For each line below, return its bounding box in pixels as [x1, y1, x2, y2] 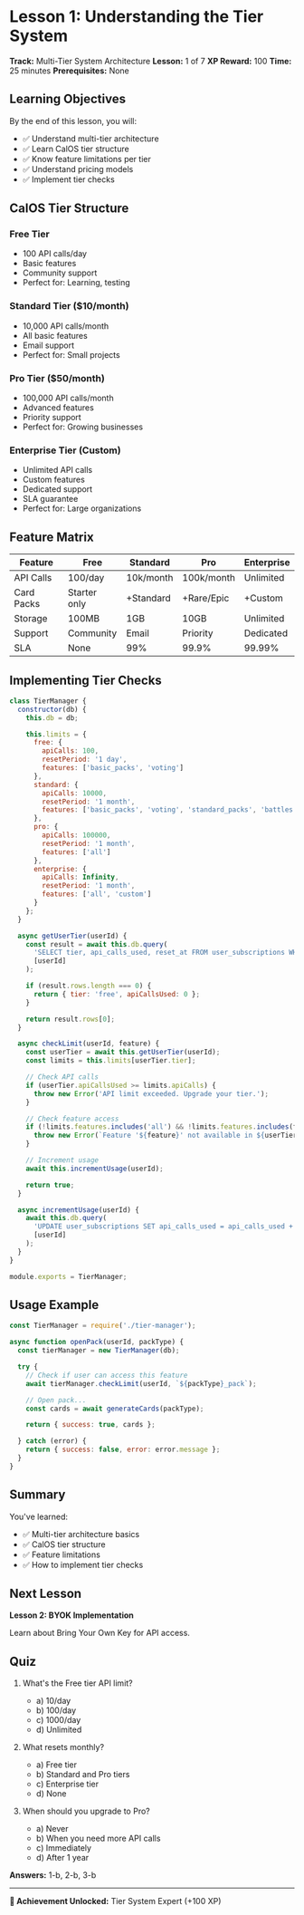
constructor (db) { [17, 705, 88, 714]
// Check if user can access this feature [25, 1371, 188, 1380]
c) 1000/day [35, 1715, 81, 1726]
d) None [35, 1788, 67, 1799]
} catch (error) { [17, 1437, 88, 1446]
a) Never [35, 1824, 69, 1834]
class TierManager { [9, 696, 88, 706]
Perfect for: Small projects [22, 349, 120, 360]
